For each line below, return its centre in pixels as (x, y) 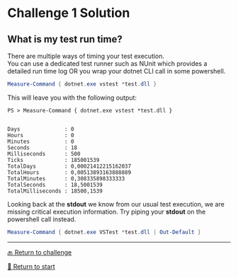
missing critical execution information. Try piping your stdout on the (107, 212)
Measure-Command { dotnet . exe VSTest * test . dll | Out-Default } (104, 232)
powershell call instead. (42, 219)
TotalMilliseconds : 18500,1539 (55, 191)
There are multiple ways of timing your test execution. (86, 56)
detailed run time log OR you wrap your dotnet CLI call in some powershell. (117, 71)
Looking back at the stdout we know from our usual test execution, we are (116, 204)
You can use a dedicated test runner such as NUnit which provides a (107, 64)
